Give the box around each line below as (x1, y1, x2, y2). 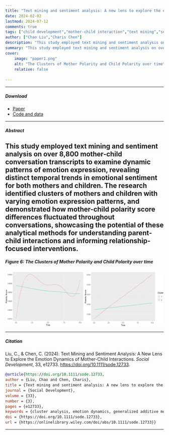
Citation (5, 338, 23, 344)
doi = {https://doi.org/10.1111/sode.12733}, (5, 414, 102, 420)
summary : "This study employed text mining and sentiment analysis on (5, 45, 156, 50)
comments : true (5, 24, 37, 29)
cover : (5, 50, 19, 56)
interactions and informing (22, 237, 108, 245)
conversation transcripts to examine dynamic (5, 158, 151, 167)
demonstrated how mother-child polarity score (5, 205, 156, 214)
